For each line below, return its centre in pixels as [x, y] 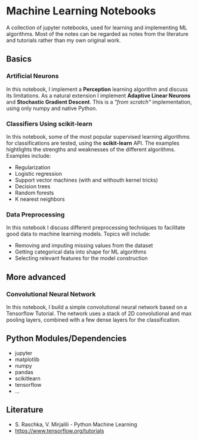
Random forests [34, 192]
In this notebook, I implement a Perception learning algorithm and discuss [97, 89]
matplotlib [27, 359]
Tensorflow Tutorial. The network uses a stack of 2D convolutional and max [99, 313]
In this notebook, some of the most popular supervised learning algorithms [98, 136]
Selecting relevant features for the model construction [81, 258]
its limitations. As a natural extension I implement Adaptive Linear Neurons [98, 95]
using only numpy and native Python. [52, 108]
